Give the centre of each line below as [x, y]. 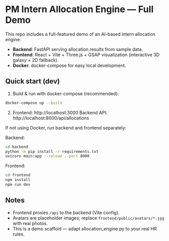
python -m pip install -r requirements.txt [52, 151]
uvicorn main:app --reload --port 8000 [47, 156]
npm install [18, 180]
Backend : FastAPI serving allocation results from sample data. [78, 49]
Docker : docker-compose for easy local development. [69, 65]
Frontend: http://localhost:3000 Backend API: [60, 112]
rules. [19, 234]
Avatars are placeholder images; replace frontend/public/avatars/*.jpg [88, 218]
